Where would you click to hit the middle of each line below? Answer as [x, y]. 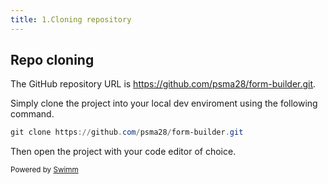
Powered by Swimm [44, 170]
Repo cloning [52, 60]
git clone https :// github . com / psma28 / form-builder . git [127, 132]
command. [32, 114]
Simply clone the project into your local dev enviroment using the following [164, 103]
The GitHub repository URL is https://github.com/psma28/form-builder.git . [163, 84]
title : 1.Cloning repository [71, 19]
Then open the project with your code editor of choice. [123, 152]
